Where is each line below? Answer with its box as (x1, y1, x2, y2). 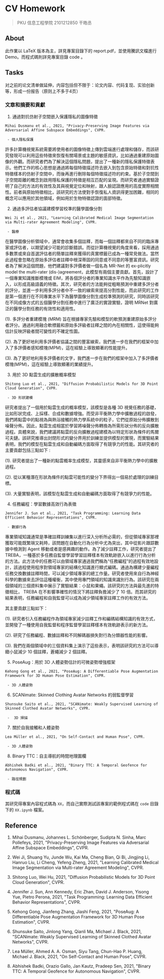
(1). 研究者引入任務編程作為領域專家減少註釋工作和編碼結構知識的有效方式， (5, 615, 158, 621)
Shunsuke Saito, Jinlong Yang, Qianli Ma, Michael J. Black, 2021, (12, 928, 142, 934)
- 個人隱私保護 (7, 137, 34, 142)
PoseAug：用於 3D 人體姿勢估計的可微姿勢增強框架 (12, 659, 116, 665)
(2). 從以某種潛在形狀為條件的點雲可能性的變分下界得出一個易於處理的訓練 (5, 474, 155, 480)
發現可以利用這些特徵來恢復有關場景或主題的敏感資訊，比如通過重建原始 (9, 152, 155, 158)
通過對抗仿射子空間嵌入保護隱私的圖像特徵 (12, 114, 98, 119)
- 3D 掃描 (7, 715, 28, 720)
